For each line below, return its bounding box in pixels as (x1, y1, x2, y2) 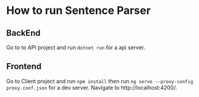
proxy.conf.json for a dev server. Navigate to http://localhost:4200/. (6, 84, 177, 91)
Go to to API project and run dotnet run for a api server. (6, 44, 146, 51)
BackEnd (6, 28, 41, 38)
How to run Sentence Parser (6, 4, 151, 18)
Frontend (6, 61, 42, 72)
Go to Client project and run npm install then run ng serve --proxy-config (6, 77, 194, 85)
